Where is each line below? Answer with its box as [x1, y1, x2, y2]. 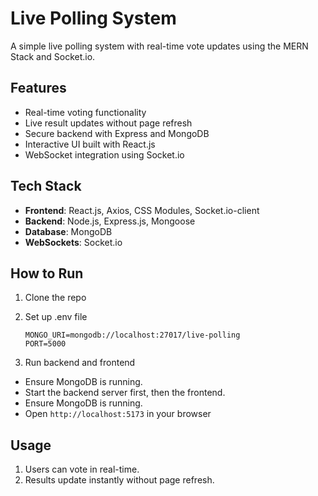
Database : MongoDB [24, 225, 113, 237]
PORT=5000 [24, 339, 67, 349]
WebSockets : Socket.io [24, 236, 123, 248]
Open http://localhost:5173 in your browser [24, 408, 212, 420]
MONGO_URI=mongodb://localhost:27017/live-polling [24, 330, 241, 341]
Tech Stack [10, 178, 82, 195]
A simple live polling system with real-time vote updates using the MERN [10, 40, 309, 52]
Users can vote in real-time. [24, 463, 140, 476]
